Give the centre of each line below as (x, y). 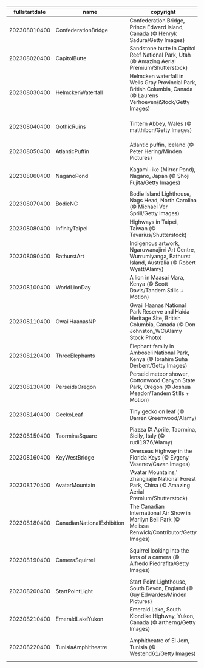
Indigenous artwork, (155, 243)
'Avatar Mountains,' (154, 472)
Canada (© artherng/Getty (163, 622)
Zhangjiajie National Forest (163, 478)
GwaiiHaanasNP (76, 321)
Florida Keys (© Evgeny (159, 457)
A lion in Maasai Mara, (157, 277)
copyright (163, 12)
